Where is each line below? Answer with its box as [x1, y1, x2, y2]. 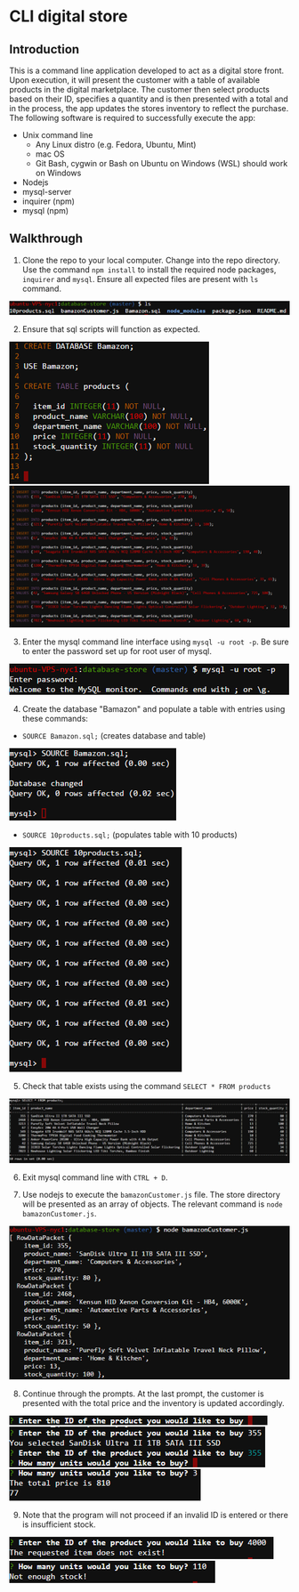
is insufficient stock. [21, 1519, 96, 1530]
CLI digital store [9, 6, 128, 27]
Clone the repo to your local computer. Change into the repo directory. [21, 255, 280, 265]
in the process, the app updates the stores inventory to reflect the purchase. [9, 103, 289, 113]
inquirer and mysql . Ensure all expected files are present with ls [21, 273, 259, 284]
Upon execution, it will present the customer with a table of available [9, 75, 261, 85]
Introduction [9, 42, 80, 57]
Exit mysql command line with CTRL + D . [21, 1172, 168, 1183]
